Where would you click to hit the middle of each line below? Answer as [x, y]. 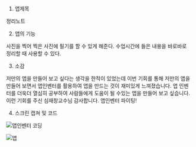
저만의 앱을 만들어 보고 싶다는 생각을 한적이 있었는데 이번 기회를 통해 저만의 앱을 [98, 78]
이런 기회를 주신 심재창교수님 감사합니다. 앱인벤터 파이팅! [71, 101]
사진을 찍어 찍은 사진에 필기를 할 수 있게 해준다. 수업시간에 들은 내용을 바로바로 [97, 46]
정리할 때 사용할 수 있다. [34, 54]
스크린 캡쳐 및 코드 [36, 113]
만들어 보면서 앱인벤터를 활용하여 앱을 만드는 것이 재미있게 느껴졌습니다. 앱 [92, 86]
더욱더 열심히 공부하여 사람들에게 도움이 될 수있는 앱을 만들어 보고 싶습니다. [104, 93]
